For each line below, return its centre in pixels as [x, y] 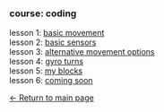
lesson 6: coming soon [51, 81]
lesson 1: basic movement [57, 33]
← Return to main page [52, 98]
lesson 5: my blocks [46, 71]
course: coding [43, 13]
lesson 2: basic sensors [53, 42]
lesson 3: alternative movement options [82, 52]
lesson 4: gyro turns [46, 62]
